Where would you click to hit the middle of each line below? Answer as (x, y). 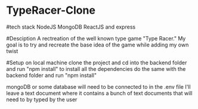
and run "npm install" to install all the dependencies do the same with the (96, 68)
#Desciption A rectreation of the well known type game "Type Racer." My (96, 38)
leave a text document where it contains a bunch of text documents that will (99, 93)
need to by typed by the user (42, 99)
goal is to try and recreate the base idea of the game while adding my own (98, 45)
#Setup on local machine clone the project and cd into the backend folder (97, 63)
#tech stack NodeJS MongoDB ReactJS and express (71, 27)
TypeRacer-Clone (51, 10)
